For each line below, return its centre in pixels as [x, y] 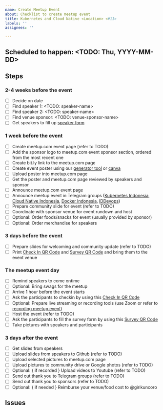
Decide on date [27, 101]
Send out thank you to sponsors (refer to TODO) [60, 382]
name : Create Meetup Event [32, 10]
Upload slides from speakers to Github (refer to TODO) [67, 354]
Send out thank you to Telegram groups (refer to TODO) [68, 376]
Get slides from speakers [37, 348]
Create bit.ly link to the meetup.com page [54, 162]
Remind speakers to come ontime [46, 281]
